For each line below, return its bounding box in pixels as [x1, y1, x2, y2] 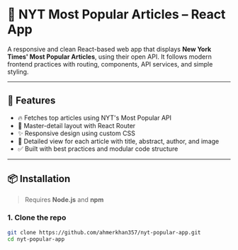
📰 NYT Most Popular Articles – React [7, 6, 226, 23]
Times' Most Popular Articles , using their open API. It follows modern [7, 52, 212, 61]
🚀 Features [7, 95, 56, 107]
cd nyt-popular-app [7, 235, 65, 243]
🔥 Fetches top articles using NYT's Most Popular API [17, 113, 172, 122]
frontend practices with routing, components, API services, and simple [7, 59, 213, 68]
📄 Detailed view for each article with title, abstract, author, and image [17, 137, 220, 145]
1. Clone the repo [7, 212, 67, 222]
